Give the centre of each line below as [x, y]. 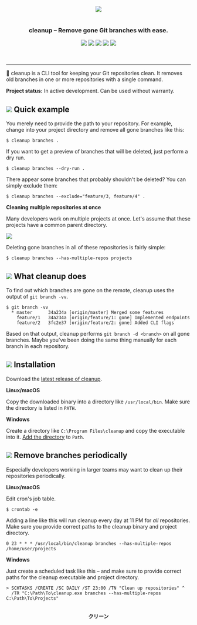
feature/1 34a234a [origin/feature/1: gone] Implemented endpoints [103, 317]
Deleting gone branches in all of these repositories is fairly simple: [86, 248]
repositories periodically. [36, 476]
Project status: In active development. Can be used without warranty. [90, 91]
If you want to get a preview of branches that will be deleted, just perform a [97, 152]
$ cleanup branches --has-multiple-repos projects [69, 258]
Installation [35, 365]
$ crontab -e [22, 509]
